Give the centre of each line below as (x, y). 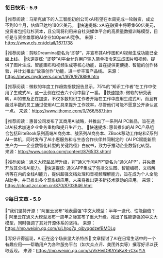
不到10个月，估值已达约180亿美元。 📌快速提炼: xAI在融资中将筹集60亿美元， (81, 25)
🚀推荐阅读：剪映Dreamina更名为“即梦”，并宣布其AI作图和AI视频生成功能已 (79, 53)
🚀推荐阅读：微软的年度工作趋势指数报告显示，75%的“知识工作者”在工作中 (79, 86)
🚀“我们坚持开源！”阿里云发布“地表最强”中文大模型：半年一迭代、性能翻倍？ (80, 210)
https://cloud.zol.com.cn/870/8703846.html (49, 186)
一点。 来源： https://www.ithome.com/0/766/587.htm (58, 111)
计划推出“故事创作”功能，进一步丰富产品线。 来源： (69, 71)
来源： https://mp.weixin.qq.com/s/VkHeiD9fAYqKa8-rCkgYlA (84, 250)
